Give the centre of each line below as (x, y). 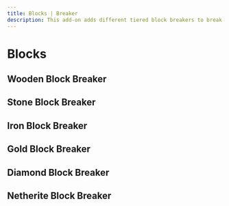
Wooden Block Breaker (57, 79)
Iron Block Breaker (47, 125)
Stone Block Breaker (51, 103)
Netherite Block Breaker (59, 196)
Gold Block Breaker (49, 149)
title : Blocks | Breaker (43, 13)
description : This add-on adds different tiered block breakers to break (115, 20)
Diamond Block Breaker (58, 172)
